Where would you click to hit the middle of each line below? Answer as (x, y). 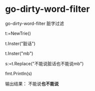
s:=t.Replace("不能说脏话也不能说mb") (45, 63)
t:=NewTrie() (18, 33)
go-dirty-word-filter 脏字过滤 (35, 23)
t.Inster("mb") (19, 53)
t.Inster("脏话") (20, 44)
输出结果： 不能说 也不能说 (32, 84)
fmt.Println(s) (19, 73)
